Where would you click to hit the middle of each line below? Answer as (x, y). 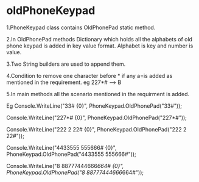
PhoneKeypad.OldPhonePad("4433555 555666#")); (72, 154)
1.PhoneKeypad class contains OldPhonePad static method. (81, 27)
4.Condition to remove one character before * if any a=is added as (89, 75)
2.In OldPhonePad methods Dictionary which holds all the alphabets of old (100, 39)
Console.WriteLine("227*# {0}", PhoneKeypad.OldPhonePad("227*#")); (97, 117)
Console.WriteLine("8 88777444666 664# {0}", (65, 166)
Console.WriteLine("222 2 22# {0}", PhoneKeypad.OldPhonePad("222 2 (96, 129)
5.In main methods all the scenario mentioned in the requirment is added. (98, 94)
